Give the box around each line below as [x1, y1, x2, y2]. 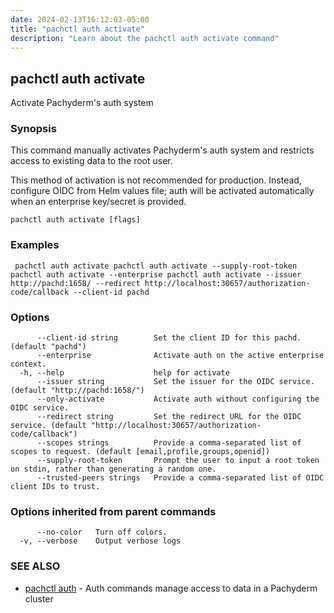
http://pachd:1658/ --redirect [10, 278, 141, 288]
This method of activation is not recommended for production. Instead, [10, 174, 302, 186]
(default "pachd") [10, 342, 87, 352]
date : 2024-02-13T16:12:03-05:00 [10, 14, 150, 25]
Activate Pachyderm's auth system [10, 97, 154, 109]
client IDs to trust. [10, 482, 101, 492]
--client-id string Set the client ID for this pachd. [36, 333, 302, 343]
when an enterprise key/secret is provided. [10, 196, 187, 208]
